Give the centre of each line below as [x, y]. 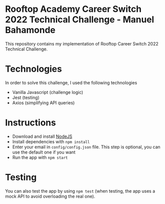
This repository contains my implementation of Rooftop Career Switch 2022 [82, 43]
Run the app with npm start [40, 157]
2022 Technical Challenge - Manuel [80, 20]
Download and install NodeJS [42, 136]
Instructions [31, 123]
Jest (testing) [26, 97]
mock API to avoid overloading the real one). [50, 196]
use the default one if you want [44, 152]
